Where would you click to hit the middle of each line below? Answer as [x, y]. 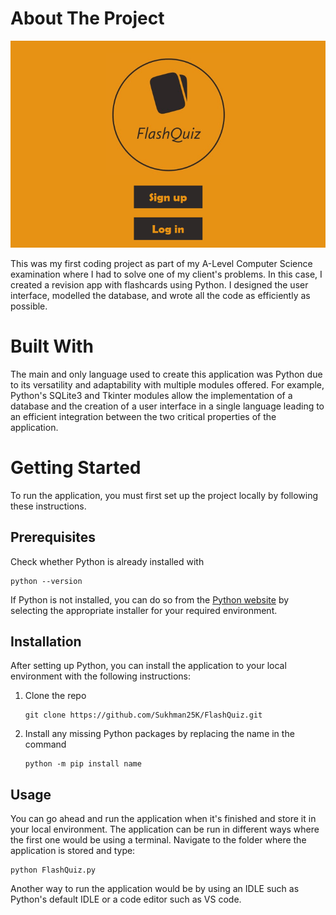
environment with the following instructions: [100, 676]
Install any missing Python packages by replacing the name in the [159, 734]
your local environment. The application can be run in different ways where [165, 829]
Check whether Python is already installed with [107, 561]
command [45, 744]
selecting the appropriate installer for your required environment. [144, 610]
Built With [52, 346]
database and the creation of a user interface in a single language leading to [167, 406]
